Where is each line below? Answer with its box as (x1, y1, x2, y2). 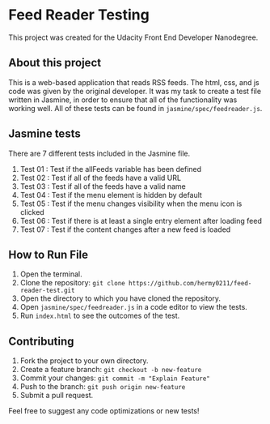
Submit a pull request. (19, 391, 94, 400)
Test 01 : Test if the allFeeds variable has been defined (19, 164, 202, 173)
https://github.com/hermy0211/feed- (128, 280, 252, 288)
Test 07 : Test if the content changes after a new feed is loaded (19, 225, 231, 234)
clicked (19, 207, 44, 216)
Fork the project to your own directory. (19, 356, 149, 366)
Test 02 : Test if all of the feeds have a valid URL (19, 173, 182, 182)
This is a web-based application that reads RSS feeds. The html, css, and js (8, 77, 260, 87)
